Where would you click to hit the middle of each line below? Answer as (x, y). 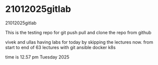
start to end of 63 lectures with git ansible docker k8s (60, 47)
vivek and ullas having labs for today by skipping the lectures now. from (79, 42)
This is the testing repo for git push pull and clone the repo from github (78, 32)
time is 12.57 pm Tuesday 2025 (37, 57)
